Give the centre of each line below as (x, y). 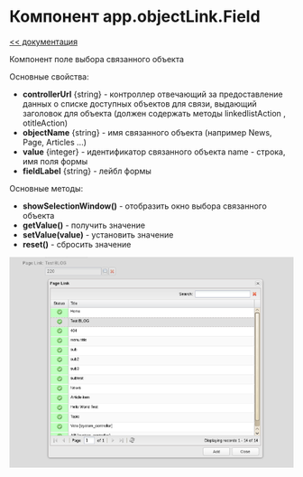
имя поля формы (55, 161)
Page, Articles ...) (55, 142)
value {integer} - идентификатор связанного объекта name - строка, (154, 152)
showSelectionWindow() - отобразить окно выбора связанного (145, 206)
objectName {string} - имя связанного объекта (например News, (147, 132)
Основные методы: (46, 188)
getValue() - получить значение (84, 225)
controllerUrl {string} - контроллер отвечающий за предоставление (152, 94)
